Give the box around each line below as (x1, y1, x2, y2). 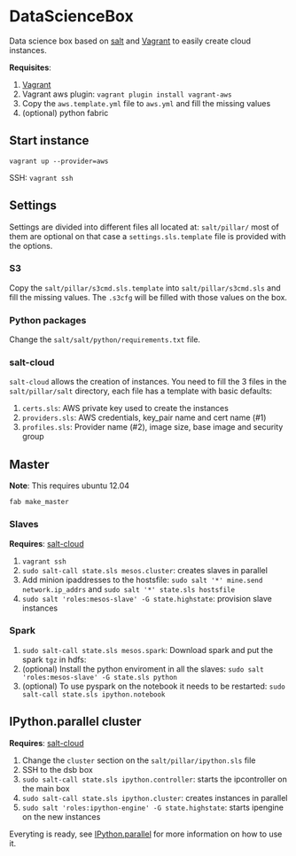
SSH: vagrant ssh (9, 172, 74, 183)
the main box (21, 782, 70, 794)
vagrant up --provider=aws (9, 157, 109, 166)
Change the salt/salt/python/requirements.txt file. (9, 334, 201, 345)
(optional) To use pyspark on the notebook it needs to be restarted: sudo (21, 681, 285, 691)
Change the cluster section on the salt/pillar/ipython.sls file (21, 755, 256, 766)
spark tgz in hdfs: (21, 654, 87, 665)
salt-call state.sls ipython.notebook (21, 689, 166, 699)
